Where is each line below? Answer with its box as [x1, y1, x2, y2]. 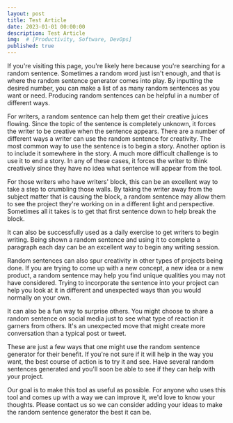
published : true [7, 43, 54, 49]
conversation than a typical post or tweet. [7, 329, 127, 337]
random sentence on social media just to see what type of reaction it [7, 314, 204, 323]
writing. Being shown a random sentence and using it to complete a [7, 236, 200, 244]
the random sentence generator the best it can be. [7, 408, 152, 416]
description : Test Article [7, 29, 86, 37]
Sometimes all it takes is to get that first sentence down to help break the [7, 207, 216, 215]
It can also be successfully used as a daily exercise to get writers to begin [7, 228, 219, 236]
